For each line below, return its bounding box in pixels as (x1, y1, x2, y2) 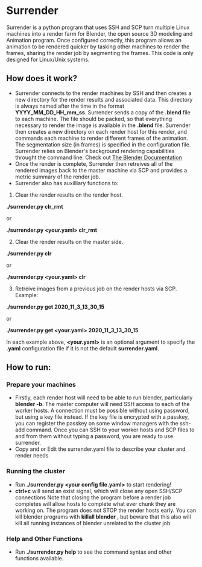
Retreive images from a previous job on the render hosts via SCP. (14, 285, 177, 292)
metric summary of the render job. (14, 173, 101, 180)
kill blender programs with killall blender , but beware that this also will (14, 513, 191, 520)
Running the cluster (6, 467, 65, 476)
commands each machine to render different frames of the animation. (14, 134, 188, 142)
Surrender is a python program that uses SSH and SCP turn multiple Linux (6, 24, 190, 31)
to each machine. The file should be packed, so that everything (14, 115, 172, 122)
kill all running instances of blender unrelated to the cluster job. (14, 519, 172, 526)
